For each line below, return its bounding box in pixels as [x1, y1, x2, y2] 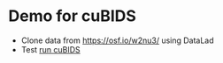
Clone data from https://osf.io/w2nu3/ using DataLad [20, 35, 214, 45]
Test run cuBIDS [20, 44, 81, 54]
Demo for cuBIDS [8, 6, 136, 26]
